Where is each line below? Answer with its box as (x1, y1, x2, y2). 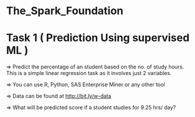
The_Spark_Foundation (6, 4, 124, 18)
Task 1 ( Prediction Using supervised (6, 31, 190, 45)
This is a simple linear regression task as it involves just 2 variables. (6, 70, 172, 77)
